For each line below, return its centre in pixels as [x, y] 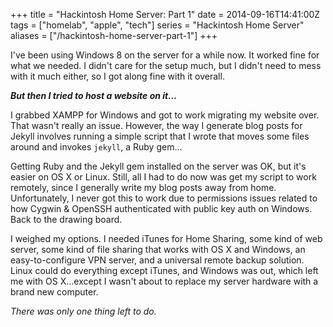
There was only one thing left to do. [83, 311]
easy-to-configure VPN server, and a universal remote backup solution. [157, 260]
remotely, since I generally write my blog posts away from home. [143, 187]
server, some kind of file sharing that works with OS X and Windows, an [158, 249]
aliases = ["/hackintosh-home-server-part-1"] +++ [114, 35]
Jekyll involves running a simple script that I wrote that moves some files [160, 136]
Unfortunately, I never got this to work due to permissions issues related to [164, 198]
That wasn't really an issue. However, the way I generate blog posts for [156, 125]
